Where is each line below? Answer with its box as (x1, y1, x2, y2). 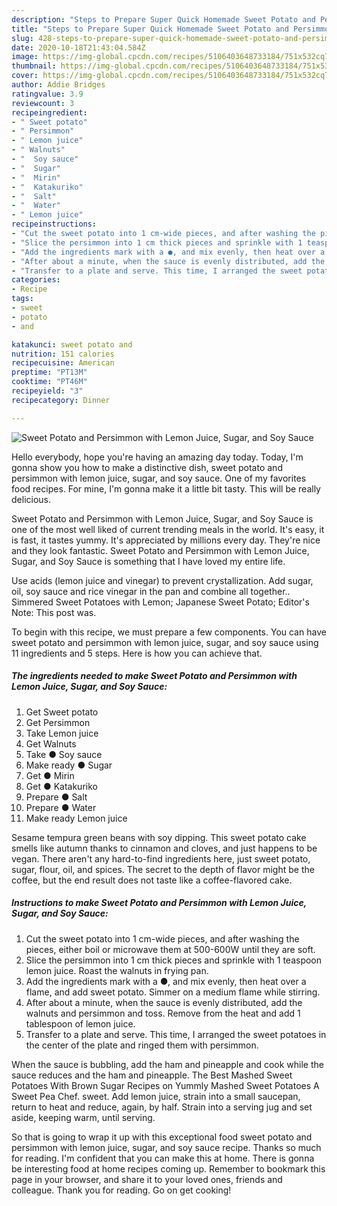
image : (11, 52, 39, 62)
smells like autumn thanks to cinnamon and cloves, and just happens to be (11, 842, 318, 854)
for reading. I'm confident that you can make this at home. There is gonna (11, 1152, 315, 1164)
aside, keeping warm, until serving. (11, 1111, 156, 1123)
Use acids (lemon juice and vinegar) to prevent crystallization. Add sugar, (11, 574, 314, 586)
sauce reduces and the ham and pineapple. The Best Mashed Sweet (11, 1069, 293, 1081)
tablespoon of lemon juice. (25, 1017, 136, 1030)
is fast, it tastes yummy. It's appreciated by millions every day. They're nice (11, 534, 321, 546)
